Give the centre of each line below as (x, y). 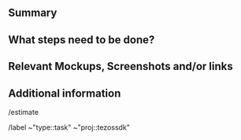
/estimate (24, 112)
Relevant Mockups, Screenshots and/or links (121, 66)
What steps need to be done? (82, 40)
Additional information (65, 93)
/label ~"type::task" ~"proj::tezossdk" (69, 127)
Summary (33, 13)
